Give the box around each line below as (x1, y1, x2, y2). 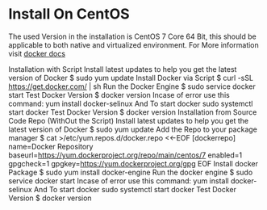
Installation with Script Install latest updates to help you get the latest (8, 64, 237, 73)
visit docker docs (8, 48, 66, 58)
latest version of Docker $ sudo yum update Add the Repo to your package (8, 124, 258, 134)
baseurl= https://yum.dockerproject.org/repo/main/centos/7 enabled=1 (8, 150, 243, 160)
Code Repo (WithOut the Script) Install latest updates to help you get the (8, 115, 248, 125)
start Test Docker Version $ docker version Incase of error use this (8, 90, 230, 99)
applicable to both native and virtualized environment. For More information (8, 40, 260, 49)
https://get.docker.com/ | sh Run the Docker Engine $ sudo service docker (8, 82, 257, 91)
